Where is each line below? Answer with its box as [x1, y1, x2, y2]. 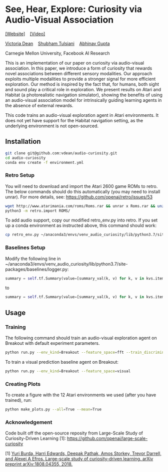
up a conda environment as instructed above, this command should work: [5, 222, 156, 228]
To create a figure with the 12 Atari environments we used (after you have [5, 392, 156, 398]
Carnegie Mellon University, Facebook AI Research [5, 50, 110, 56]
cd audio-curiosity [5, 155, 46, 160]
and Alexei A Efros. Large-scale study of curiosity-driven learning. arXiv [5, 456, 153, 462]
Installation [5, 137, 41, 146]
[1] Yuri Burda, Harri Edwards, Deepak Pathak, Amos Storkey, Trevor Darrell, [5, 450, 161, 456]
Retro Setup [5, 172, 35, 179]
